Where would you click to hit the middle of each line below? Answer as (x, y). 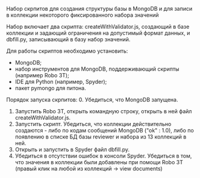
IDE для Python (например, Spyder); (61, 82)
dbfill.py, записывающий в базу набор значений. (68, 39)
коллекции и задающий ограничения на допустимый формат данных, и (98, 33)
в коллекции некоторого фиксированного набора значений (83, 15)
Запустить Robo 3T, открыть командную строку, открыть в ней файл (103, 111)
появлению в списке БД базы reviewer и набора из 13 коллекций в (101, 137)
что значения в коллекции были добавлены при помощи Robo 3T (99, 162)
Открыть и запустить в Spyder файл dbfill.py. (72, 150)
